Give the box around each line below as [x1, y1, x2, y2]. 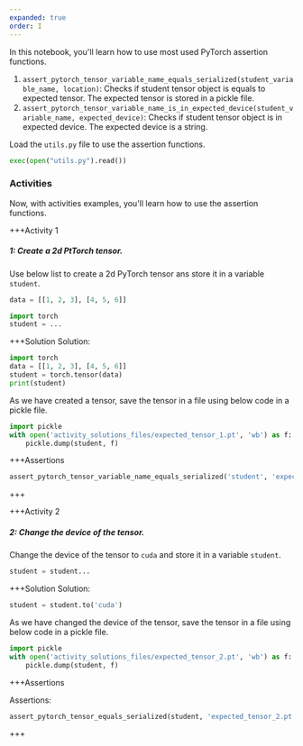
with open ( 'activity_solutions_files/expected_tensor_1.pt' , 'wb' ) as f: [9, 430, 293, 440]
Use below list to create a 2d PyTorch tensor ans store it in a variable [9, 268, 264, 279]
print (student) [9, 378, 67, 387]
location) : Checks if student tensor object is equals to [62, 83, 266, 94]
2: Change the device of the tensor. [9, 526, 145, 537]
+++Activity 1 [9, 224, 59, 235]
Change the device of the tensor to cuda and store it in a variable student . [9, 550, 281, 560]
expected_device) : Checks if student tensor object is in [79, 112, 282, 123]
